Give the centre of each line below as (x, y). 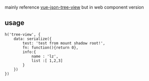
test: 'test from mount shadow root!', (64, 43)
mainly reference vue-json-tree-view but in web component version (74, 7)
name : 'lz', (45, 56)
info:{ (29, 52)
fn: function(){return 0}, (51, 47)
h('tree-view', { (23, 34)
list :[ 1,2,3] (47, 60)
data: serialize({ (33, 39)
